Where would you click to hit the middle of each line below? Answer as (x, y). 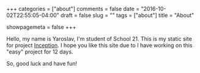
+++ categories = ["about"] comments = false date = (73, 9)
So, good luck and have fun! (42, 64)
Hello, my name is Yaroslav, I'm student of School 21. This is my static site (99, 39)
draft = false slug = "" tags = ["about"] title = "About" (127, 15)
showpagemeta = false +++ (41, 27)
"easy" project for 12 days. (40, 52)
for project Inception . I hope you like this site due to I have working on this (99, 45)
